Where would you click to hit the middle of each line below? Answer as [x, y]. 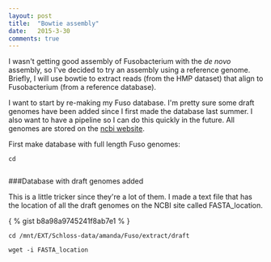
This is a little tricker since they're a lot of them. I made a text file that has [130, 197]
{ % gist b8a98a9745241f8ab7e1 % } [69, 221]
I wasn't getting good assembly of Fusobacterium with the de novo [120, 61]
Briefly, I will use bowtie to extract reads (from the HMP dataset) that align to [136, 78]
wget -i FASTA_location [49, 250]
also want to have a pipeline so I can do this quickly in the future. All [121, 120]
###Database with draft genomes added [76, 181]
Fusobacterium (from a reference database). [82, 87]
